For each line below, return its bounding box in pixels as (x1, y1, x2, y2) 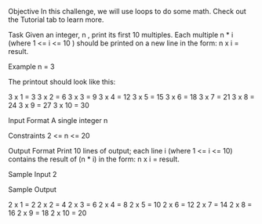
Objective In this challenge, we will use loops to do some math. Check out (8, 7, 247, 16)
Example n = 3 (8, 62, 55, 71)
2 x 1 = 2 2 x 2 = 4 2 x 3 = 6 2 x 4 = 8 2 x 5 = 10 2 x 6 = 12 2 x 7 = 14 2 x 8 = (8, 200, 253, 209)
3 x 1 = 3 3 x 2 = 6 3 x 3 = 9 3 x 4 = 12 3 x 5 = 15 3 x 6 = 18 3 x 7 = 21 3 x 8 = (8, 92, 255, 101)
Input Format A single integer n (8, 116, 108, 125)
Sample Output (8, 185, 57, 194)
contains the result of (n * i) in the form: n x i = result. (8, 154, 180, 164)
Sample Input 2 (8, 170, 57, 179)
